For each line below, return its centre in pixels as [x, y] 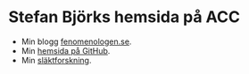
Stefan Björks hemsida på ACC [124, 17]
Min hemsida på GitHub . [66, 50]
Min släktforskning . [56, 60]
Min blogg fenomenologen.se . [76, 41]
